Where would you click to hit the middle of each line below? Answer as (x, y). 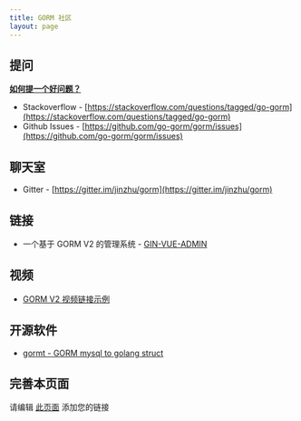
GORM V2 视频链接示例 (66, 299)
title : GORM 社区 (41, 18)
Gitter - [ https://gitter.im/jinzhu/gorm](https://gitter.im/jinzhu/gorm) (147, 190)
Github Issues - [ (54, 126)
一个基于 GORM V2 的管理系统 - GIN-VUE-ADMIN (115, 244)
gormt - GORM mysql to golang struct (93, 353)
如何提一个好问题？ (45, 89)
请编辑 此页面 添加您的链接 (59, 407)
